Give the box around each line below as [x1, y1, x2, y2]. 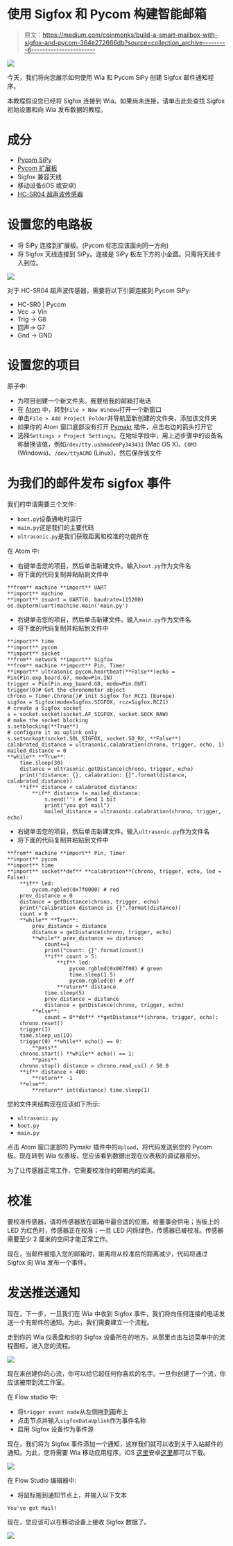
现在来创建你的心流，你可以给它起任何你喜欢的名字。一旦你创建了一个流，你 [7, 1369, 226, 1377]
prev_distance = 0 [19, 892, 73, 899]
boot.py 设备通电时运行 [17, 515, 82, 523]
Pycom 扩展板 [17, 164, 58, 172]
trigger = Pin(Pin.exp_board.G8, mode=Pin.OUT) [7, 680, 148, 688]
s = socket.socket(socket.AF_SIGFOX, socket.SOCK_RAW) [7, 710, 169, 717]
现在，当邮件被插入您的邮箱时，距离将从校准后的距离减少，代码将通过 [7, 1249, 208, 1258]
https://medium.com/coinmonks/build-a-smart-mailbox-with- [42, 31, 218, 39]
